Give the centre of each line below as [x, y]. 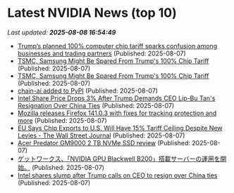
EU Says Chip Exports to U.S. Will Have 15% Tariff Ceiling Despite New [120, 128]
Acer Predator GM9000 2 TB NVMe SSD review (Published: [104, 142]
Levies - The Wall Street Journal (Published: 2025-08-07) [101, 135]
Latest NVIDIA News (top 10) [92, 13]
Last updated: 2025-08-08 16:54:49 [62, 32]
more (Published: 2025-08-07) [62, 120]
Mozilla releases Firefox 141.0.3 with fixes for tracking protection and [117, 113]
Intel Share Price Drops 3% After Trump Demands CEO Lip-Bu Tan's [116, 98]
